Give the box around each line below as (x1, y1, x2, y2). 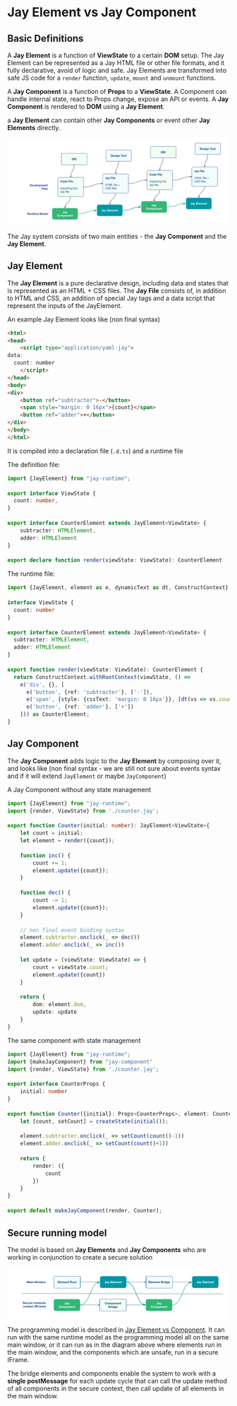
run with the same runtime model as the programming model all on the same (7, 1333, 229, 1342)
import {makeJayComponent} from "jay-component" (7, 1058, 153, 1065)
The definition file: (7, 460, 61, 468)
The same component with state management (7, 1036, 141, 1044)
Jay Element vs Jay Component (7, 4, 197, 20)
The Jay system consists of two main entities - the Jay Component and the (7, 232, 227, 240)
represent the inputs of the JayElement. (7, 301, 122, 309)
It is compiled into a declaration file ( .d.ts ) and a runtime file (7, 447, 183, 455)
